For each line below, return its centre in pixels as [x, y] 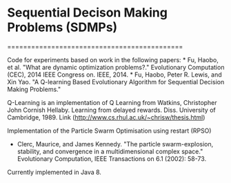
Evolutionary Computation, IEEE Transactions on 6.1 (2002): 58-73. [112, 158]
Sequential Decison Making [87, 13]
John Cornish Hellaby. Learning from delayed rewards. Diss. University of [111, 110]
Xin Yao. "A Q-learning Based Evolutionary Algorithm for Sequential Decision [116, 81]
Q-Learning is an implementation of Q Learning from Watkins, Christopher [112, 102]
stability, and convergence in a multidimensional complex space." [110, 151]
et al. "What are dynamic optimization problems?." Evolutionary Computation [116, 67]
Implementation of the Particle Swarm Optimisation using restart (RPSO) [109, 131]
